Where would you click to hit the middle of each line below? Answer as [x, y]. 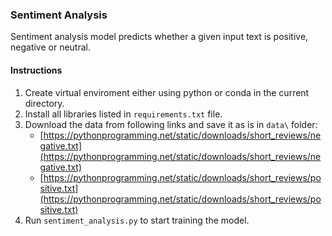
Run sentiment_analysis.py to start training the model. [137, 220]
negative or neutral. [50, 47]
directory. [44, 103]
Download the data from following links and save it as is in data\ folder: [171, 124]
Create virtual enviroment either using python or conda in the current [167, 92]
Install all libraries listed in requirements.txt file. [123, 114]
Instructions [36, 70]
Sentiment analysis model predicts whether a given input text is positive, [159, 37]
